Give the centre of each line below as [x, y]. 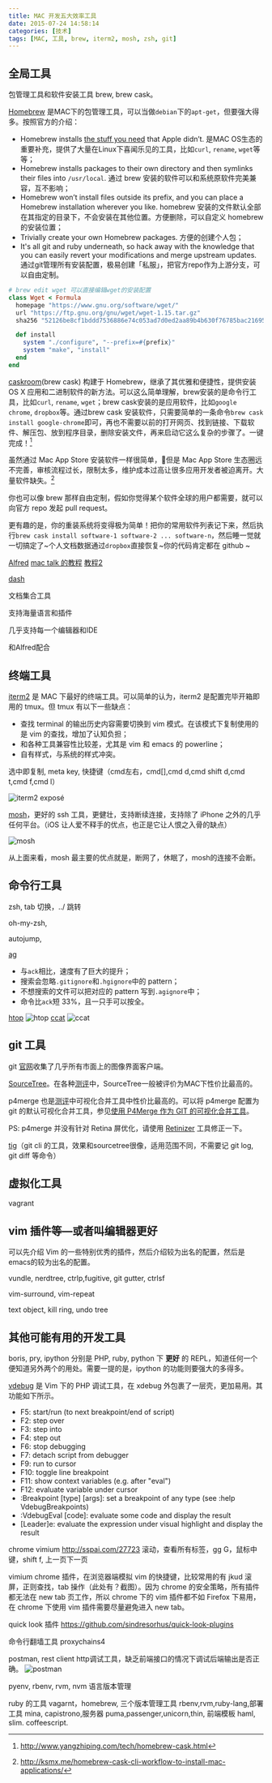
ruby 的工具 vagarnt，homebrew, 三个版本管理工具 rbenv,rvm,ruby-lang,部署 [136, 1703]
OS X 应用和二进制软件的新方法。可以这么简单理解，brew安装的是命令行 [129, 392]
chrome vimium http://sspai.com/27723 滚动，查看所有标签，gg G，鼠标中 [133, 1549]
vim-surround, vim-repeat [52, 1294]
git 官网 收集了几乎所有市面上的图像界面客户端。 [88, 1066]
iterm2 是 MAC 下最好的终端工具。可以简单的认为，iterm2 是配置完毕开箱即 [134, 696]
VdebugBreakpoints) [54, 1507]
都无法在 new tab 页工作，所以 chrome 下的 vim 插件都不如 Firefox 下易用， [134, 1597]
